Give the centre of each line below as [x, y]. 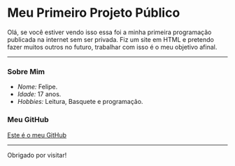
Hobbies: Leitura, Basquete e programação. [80, 102]
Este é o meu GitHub [37, 135]
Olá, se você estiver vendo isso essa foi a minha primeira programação [109, 32]
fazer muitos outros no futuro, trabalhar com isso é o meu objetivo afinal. [112, 47]
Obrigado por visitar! [37, 155]
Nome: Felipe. [37, 87]
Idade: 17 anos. [39, 94]
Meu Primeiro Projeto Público [94, 13]
